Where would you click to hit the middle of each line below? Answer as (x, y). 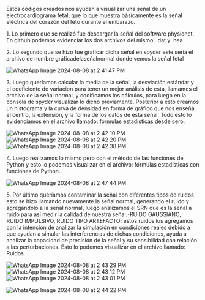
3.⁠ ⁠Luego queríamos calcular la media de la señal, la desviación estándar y (100, 82)
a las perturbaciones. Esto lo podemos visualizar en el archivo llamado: (96, 247)
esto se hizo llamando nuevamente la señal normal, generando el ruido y (98, 201)
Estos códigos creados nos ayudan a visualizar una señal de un (86, 9)
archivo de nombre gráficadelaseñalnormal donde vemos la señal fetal (95, 58)
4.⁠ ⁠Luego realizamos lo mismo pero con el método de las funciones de (95, 158)
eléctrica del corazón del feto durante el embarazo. (71, 22)
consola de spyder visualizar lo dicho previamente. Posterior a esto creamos (103, 102)
